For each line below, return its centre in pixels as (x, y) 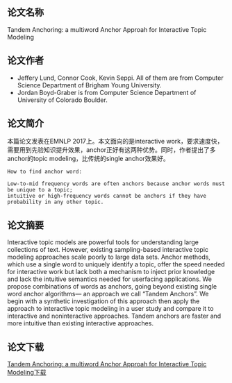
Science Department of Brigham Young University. (89, 85)
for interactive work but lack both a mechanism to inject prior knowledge (111, 272)
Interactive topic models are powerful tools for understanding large (103, 242)
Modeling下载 (27, 373)
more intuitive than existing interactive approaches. (81, 323)
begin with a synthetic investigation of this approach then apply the (103, 301)
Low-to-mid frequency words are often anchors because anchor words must (116, 184)
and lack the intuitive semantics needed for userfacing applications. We (109, 279)
